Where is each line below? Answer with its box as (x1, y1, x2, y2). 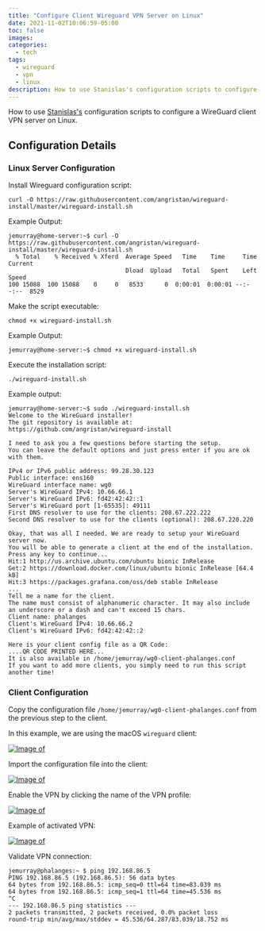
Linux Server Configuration (8, 162, 116, 173)
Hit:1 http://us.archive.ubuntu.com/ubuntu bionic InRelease (8, 557, 215, 566)
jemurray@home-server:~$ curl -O (8, 232, 119, 240)
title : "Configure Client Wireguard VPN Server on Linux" (8, 11, 204, 20)
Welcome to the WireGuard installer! (8, 412, 133, 420)
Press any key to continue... (8, 551, 109, 559)
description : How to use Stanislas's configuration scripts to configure (8, 85, 258, 94)
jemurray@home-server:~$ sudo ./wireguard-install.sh (8, 405, 190, 413)
